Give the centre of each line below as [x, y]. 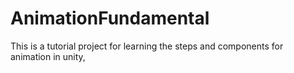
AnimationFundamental [110, 18]
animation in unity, [48, 56]
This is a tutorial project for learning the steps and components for [147, 46]
